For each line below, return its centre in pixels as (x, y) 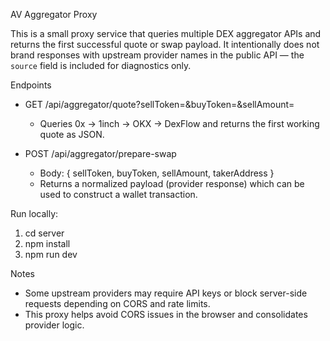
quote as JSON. (72, 134)
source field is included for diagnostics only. (101, 65)
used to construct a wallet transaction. (118, 194)
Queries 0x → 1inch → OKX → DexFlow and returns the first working (179, 123)
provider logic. (54, 325)
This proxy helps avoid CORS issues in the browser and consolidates (166, 314)
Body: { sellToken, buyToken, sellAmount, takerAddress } (157, 173)
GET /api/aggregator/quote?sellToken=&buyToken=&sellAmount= (159, 104)
